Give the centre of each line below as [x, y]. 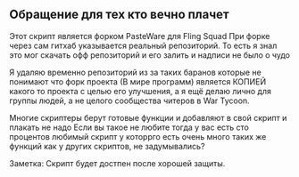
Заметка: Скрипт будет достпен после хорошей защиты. [117, 163]
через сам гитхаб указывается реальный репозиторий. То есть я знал [143, 45]
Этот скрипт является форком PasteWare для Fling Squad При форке [140, 36]
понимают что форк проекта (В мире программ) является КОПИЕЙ [137, 81]
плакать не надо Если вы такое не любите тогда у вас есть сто [129, 127]
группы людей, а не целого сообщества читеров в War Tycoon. [129, 101]
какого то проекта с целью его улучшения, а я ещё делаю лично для [141, 91]
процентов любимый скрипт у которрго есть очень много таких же [138, 136]
